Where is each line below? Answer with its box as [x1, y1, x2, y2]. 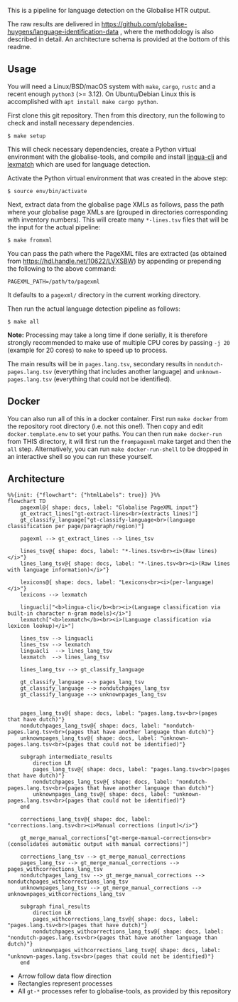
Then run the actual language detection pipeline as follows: [7, 304, 181, 313]
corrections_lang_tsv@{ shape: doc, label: [20, 816, 151, 823]
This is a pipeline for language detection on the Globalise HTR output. [7, 6, 211, 14]
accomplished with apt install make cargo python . [7, 97, 158, 105]
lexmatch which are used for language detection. [7, 160, 151, 168]
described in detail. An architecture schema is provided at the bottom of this [7, 35, 230, 43]
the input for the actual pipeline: [7, 222, 101, 231]
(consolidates [7, 841, 50, 848]
